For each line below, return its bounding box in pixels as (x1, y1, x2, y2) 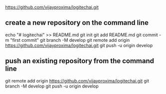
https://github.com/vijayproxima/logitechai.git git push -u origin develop (5, 42, 153, 48)
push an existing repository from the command (5, 57, 155, 65)
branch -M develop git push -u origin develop (5, 83, 99, 89)
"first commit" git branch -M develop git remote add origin (10, 37, 130, 43)
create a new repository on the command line (5, 18, 149, 27)
